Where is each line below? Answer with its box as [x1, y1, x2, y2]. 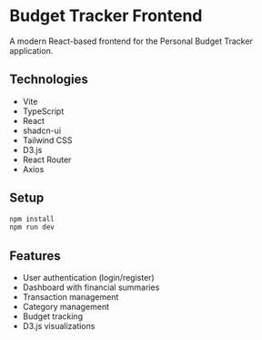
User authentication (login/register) [22, 273, 155, 283]
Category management [22, 302, 110, 313]
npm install [9, 214, 55, 223]
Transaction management [22, 292, 119, 303]
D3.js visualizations [22, 321, 96, 332]
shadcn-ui [22, 125, 62, 136]
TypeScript [22, 106, 65, 117]
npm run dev [9, 222, 55, 232]
